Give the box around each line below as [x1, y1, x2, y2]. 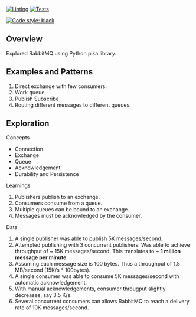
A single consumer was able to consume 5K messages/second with [14, 273, 179, 280]
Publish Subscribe [14, 95, 59, 102]
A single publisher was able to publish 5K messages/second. [14, 235, 163, 242]
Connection [14, 145, 43, 153]
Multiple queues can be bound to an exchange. [14, 206, 130, 213]
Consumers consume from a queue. [14, 200, 103, 207]
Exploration [6, 119, 50, 129]
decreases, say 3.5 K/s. [14, 292, 72, 299]
